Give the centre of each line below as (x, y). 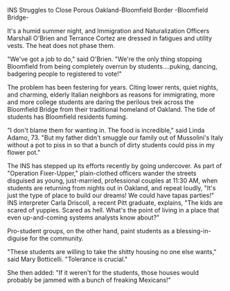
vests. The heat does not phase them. (61, 45)
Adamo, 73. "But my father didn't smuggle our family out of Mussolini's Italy (115, 138)
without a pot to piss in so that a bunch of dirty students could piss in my (111, 145)
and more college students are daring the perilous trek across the (100, 102)
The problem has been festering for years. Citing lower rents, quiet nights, (113, 87)
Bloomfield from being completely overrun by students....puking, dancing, (112, 66)
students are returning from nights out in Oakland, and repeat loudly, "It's (112, 188)
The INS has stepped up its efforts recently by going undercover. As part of (115, 166)
